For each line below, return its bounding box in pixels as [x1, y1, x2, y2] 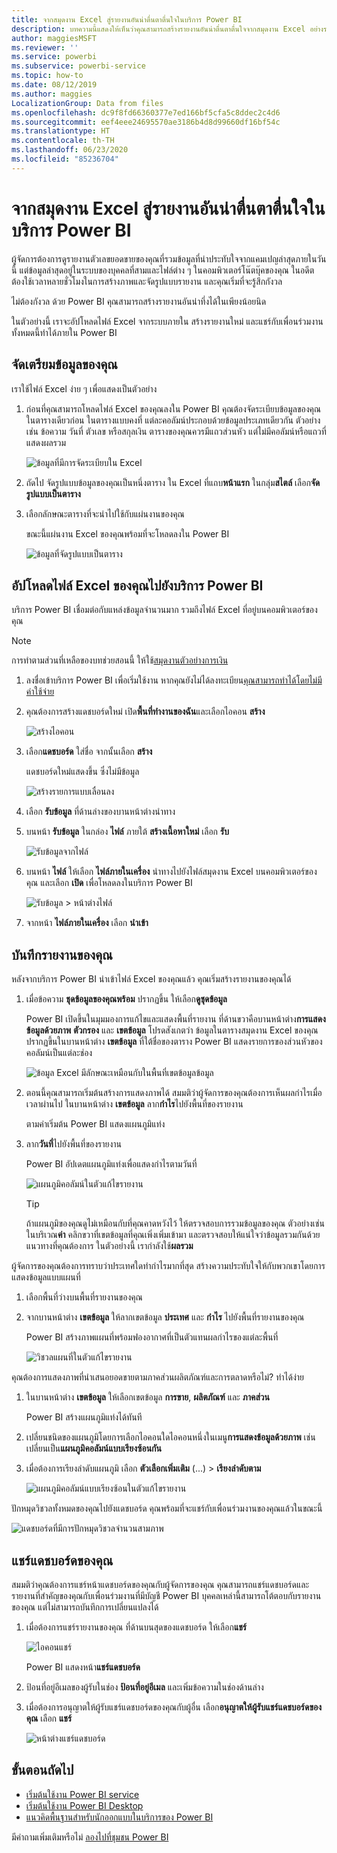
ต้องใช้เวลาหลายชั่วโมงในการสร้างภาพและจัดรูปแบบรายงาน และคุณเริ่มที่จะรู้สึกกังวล [11, 275, 283, 287]
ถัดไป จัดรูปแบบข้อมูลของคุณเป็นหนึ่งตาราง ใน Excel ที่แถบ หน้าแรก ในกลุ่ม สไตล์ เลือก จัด [25, 476, 321, 488]
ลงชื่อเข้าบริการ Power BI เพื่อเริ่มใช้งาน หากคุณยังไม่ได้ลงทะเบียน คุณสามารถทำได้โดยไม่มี [25, 674, 323, 686]
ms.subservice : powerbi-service [11, 61, 146, 71]
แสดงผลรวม [25, 436, 67, 448]
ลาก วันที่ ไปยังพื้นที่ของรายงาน [25, 1138, 123, 1150]
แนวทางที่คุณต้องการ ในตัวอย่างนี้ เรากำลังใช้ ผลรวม [25, 1240, 194, 1252]
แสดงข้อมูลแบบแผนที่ [11, 1271, 81, 1283]
